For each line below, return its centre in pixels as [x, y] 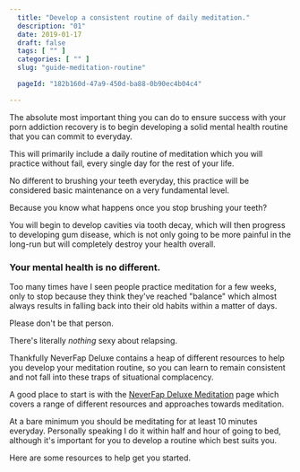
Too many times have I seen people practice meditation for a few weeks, [143, 287]
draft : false [42, 43]
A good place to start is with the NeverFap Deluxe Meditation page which [144, 395]
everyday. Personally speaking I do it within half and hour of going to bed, [146, 431]
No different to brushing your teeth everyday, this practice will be [129, 180]
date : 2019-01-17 [50, 34]
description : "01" [52, 26]
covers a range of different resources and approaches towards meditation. [147, 404]
